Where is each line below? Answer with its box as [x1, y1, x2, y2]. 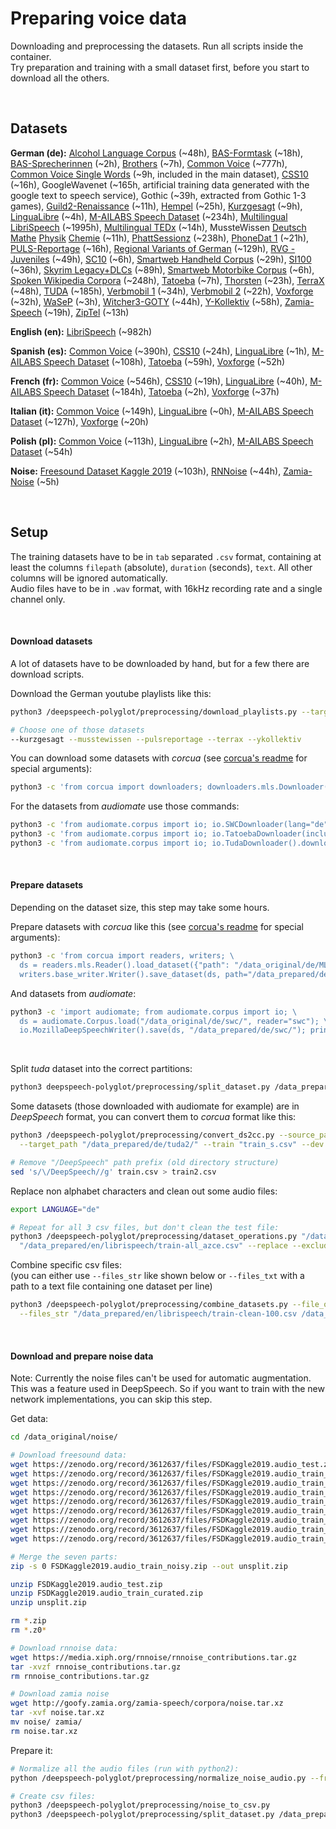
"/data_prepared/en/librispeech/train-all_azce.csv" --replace [19, 1241, 288, 1251]
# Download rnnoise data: [10, 1643, 118, 1653]
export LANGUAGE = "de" [10, 1204, 101, 1214]
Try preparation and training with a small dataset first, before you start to [10, 61, 310, 73]
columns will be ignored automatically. [10, 572, 168, 584]
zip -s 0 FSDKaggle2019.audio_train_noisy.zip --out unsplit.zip [10, 1561, 288, 1571]
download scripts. [10, 668, 85, 680]
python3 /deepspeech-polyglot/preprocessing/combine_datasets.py [10, 1300, 288, 1310]
